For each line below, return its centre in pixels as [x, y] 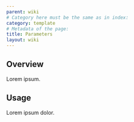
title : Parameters [29, 34]
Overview [25, 64]
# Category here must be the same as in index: [68, 18]
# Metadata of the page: [38, 29]
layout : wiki [23, 40]
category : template [31, 23]
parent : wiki [23, 12]
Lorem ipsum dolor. [30, 112]
